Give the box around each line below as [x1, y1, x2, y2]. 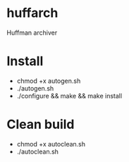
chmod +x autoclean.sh [16, 139, 86, 148]
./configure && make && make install [16, 91, 123, 100]
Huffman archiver [6, 28, 58, 37]
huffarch [6, 5, 59, 21]
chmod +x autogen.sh [16, 76, 81, 85]
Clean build [6, 117, 75, 132]
